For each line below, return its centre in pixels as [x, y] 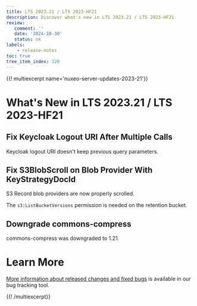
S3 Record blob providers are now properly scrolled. [71, 193]
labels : [16, 45]
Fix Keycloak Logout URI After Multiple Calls [89, 137]
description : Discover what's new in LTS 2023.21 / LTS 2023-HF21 [90, 17]
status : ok [28, 39]
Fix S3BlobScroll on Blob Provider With [79, 170]
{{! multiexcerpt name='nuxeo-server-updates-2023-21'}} [77, 79]
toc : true [18, 56]
